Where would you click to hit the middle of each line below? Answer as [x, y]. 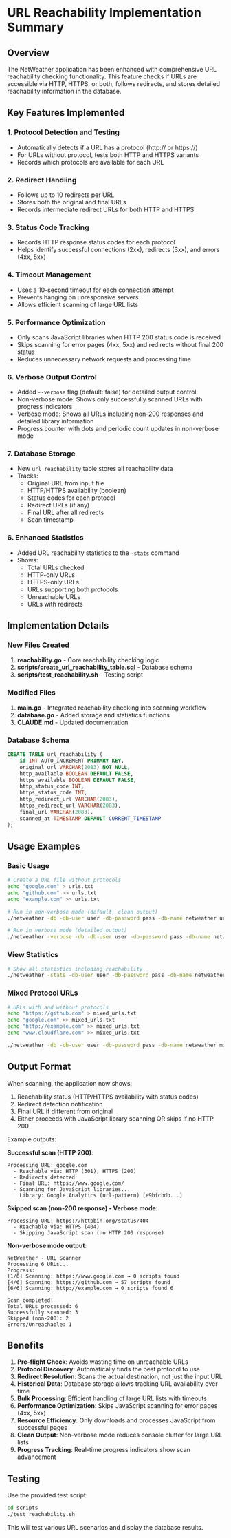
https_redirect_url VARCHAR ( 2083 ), [70, 806]
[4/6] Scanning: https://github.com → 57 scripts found [89, 1282]
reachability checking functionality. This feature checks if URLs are [102, 76]
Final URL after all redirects [66, 513]
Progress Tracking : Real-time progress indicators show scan [103, 1450]
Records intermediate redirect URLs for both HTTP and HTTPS [106, 209]
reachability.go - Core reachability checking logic [88, 660]
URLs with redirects [55, 604]
